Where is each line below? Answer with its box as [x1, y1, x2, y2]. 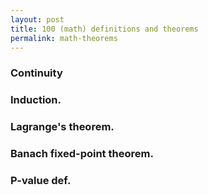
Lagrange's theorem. [10, 120, 115, 134]
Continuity [10, 66, 63, 80]
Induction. [10, 93, 62, 107]
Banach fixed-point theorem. [10, 147, 154, 161]
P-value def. [10, 173, 72, 187]
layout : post [10, 14, 65, 25]
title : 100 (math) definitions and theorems [10, 24, 199, 34]
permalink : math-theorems [10, 33, 118, 43]
